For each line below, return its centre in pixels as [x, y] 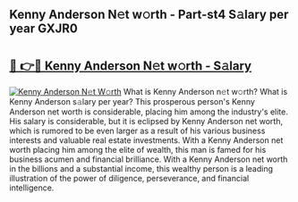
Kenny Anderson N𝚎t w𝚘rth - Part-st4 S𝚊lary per [149, 15]
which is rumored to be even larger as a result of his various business [137, 130]
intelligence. [32, 188]
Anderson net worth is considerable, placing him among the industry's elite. [149, 112]
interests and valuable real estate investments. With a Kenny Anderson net [146, 140]
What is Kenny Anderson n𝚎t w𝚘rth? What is [205, 92]
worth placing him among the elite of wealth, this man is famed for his [138, 150]
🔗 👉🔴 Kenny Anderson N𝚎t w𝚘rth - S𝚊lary [131, 66]
